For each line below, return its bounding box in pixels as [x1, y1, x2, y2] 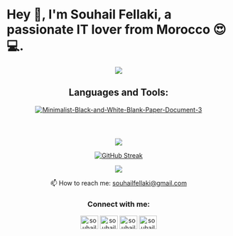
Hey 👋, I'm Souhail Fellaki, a [6, 6, 172, 23]
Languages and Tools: [68, 87, 169, 99]
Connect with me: [87, 199, 151, 209]
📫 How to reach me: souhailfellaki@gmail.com [50, 178, 188, 187]
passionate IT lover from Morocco [6, 21, 211, 38]
